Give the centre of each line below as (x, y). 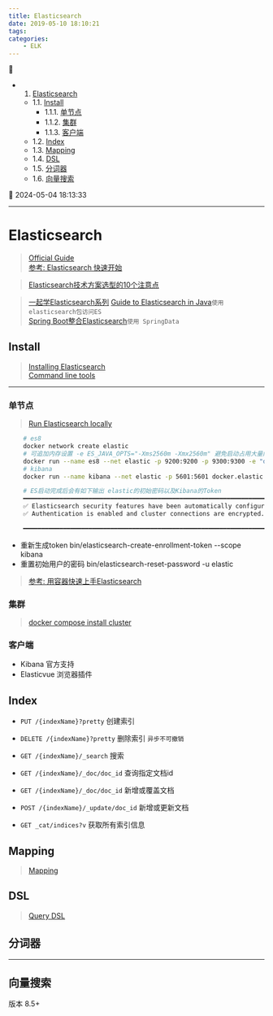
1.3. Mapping (54, 150)
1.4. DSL (46, 159)
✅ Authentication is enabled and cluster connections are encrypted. (144, 514)
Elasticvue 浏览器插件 (56, 674)
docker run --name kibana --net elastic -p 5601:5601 (116, 477)
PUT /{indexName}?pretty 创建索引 (78, 722)
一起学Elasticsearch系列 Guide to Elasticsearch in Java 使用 (126, 303)
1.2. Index (48, 142)
